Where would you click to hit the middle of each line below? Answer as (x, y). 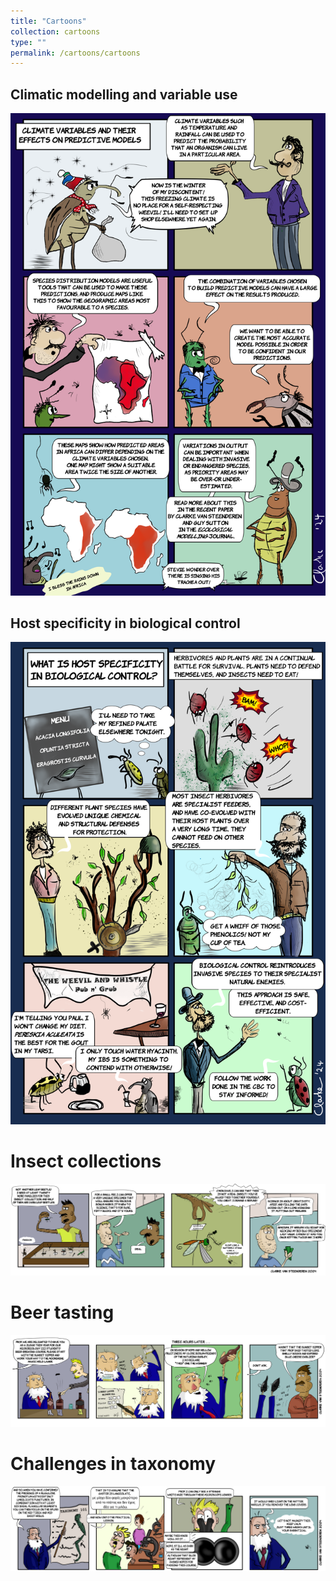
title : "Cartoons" (48, 21)
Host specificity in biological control (125, 623)
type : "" (28, 42)
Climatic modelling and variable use (124, 94)
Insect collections (86, 1161)
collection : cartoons (55, 31)
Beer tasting (62, 1312)
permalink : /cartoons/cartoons (75, 53)
